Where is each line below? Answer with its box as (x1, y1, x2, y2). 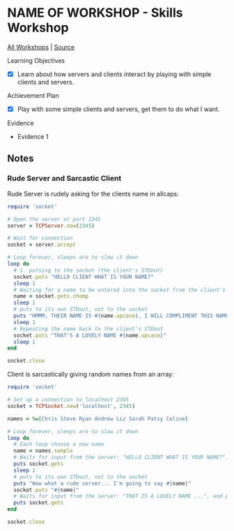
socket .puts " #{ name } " (13, 486, 79, 493)
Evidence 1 (17, 133, 49, 141)
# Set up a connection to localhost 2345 (7, 396, 130, 403)
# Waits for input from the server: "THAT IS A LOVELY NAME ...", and (13, 493, 223, 500)
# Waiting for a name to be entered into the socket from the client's (13, 286, 226, 293)
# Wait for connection (7, 235, 73, 242)
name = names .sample (13, 447, 73, 455)
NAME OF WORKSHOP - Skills (7, 5, 183, 21)
